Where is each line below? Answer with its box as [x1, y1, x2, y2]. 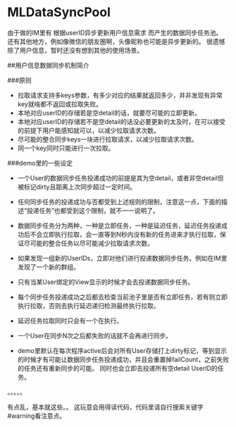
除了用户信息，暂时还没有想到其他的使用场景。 [7, 46, 143, 54]
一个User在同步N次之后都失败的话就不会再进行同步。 [17, 331, 173, 340]
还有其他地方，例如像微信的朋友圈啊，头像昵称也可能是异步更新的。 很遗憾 [7, 37, 225, 46]
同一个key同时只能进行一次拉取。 [17, 144, 115, 152]
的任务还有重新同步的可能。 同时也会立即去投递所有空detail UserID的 [17, 364, 218, 372]
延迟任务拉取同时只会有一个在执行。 [17, 316, 123, 325]
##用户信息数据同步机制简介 [7, 61, 89, 69]
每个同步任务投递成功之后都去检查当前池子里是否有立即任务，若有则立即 [17, 292, 228, 301]
